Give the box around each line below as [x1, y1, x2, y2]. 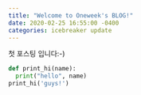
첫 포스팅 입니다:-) [8, 49, 65, 59]
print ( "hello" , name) [15, 72, 88, 80]
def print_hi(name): [8, 65, 77, 73]
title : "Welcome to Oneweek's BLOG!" [8, 11, 134, 20]
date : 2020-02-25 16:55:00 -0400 [8, 19, 119, 27]
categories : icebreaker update [8, 26, 112, 34]
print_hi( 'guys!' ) [8, 80, 69, 88]
